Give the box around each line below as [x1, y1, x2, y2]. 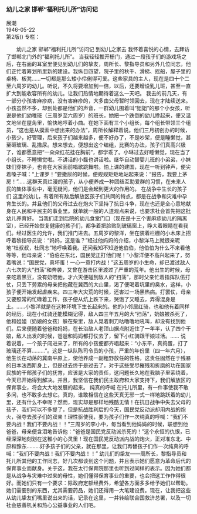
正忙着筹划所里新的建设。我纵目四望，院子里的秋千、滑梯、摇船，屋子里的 [11, 68, 191, 75]
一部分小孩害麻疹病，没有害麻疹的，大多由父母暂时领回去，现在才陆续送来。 [6, 97, 191, 104]
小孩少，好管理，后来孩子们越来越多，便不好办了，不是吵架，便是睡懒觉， [6, 134, 186, 141]
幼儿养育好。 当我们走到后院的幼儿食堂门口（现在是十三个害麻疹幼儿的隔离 [6, 215, 188, 222]
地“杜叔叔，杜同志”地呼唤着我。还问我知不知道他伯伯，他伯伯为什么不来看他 [6, 244, 191, 251]
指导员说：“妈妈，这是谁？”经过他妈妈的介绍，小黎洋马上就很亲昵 [21, 237, 181, 244]
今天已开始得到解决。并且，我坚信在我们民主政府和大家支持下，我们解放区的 [6, 376, 191, 383]
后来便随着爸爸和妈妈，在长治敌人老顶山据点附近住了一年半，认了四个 [16, 325, 186, 332]
